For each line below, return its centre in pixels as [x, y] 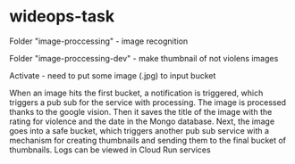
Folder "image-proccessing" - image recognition [99, 41]
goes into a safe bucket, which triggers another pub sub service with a [139, 130]
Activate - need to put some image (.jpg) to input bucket [113, 75]
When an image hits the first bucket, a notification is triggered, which [136, 93]
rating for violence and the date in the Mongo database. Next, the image [142, 121]
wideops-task [62, 16]
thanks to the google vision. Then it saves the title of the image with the [141, 111]
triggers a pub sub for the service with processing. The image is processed [148, 102]
